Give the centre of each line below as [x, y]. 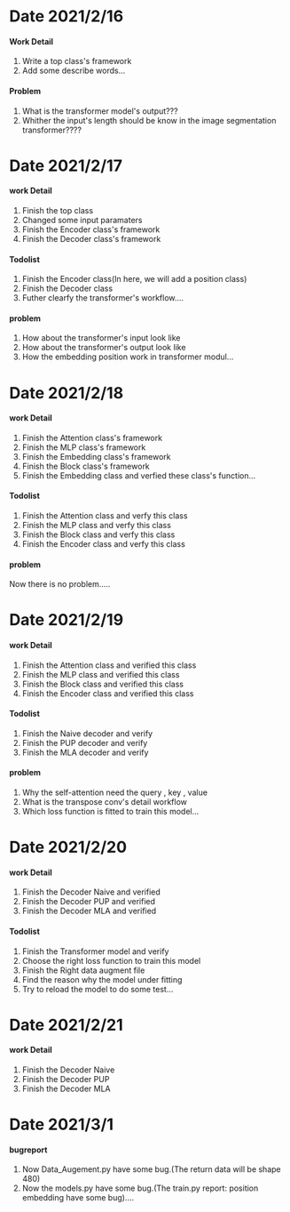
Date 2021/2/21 [67, 1025]
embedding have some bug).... [78, 1198]
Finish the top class [58, 210]
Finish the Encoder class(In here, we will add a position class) [134, 279]
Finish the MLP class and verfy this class [96, 525]
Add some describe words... [74, 71]
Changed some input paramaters [82, 220]
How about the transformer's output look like [104, 348]
